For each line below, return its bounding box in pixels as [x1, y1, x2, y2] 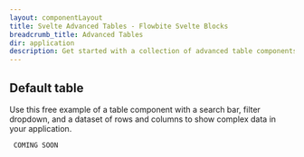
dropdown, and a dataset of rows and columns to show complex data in [9, 114, 277, 125]
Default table [9, 80, 84, 96]
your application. [9, 123, 72, 134]
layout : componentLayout [9, 13, 103, 23]
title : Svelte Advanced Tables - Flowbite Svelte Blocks [9, 22, 229, 31]
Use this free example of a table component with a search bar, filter [9, 104, 261, 115]
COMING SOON [13, 141, 59, 150]
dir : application [9, 38, 75, 48]
